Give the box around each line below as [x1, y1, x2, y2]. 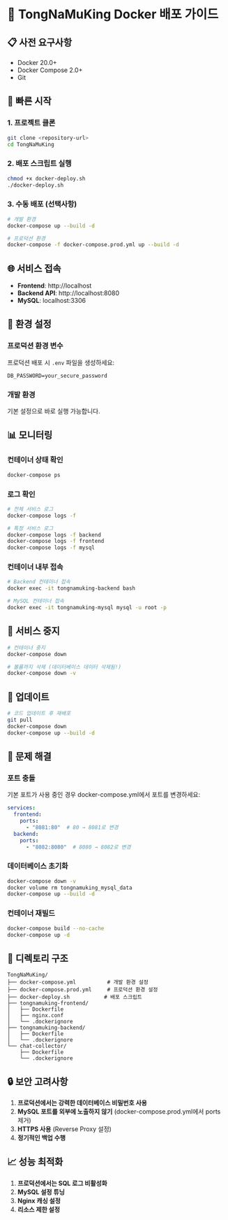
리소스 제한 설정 [17, 1205, 61, 1214]
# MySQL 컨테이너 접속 [7, 597, 65, 605]
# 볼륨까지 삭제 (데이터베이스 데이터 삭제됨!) [7, 663, 122, 670]
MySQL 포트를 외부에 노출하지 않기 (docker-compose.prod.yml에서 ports [17, 1107, 221, 1116]
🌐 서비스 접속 [7, 262, 61, 274]
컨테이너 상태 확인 [7, 455, 64, 465]
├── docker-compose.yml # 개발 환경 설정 [7, 979, 149, 986]
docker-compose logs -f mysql [7, 544, 96, 551]
